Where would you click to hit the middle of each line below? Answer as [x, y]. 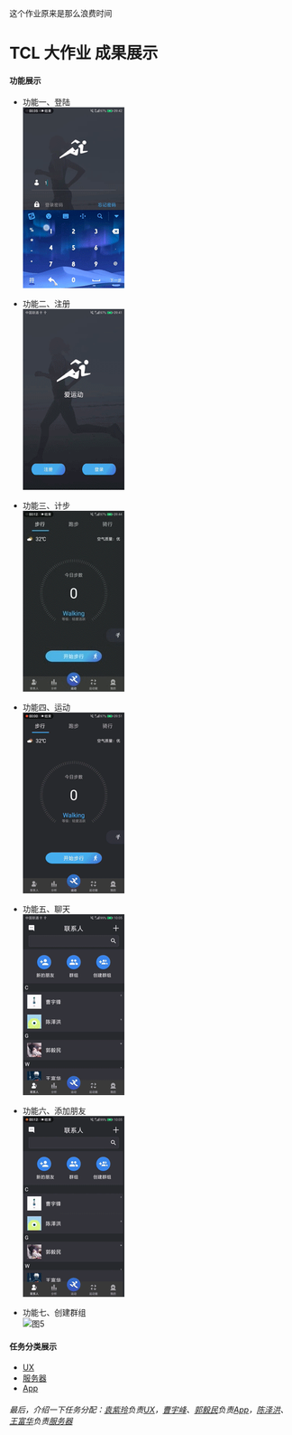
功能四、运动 [46, 707]
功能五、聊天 [46, 909]
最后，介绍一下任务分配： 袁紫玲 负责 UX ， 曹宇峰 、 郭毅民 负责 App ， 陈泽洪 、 [149, 1410]
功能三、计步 [46, 505]
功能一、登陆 [46, 102]
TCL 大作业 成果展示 [84, 53]
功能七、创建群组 [54, 1313]
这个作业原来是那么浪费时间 [61, 13]
